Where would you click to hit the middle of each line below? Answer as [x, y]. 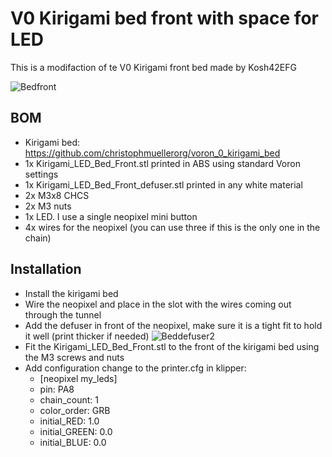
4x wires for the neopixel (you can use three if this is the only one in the [172, 227]
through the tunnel [63, 314]
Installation [46, 269]
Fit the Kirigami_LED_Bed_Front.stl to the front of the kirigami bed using [172, 346]
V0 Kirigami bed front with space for [164, 18]
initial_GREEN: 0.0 [76, 431]
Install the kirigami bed [71, 293]
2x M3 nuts [48, 206]
